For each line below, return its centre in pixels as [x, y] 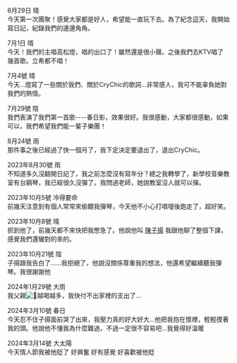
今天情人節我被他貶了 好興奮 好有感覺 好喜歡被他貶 [81, 352]
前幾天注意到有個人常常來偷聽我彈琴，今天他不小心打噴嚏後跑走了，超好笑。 [119, 206]
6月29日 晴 [23, 10]
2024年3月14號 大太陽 [40, 343]
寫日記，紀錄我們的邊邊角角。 [50, 28]
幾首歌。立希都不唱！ [38, 61]
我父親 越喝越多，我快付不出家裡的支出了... [74, 296]
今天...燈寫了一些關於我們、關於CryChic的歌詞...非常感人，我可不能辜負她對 [117, 84]
